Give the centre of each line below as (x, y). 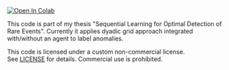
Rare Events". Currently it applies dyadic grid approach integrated (100, 31)
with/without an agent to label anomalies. (65, 38)
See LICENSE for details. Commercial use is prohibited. (85, 59)
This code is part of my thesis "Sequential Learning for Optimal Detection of (115, 24)
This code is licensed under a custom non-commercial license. (96, 52)
